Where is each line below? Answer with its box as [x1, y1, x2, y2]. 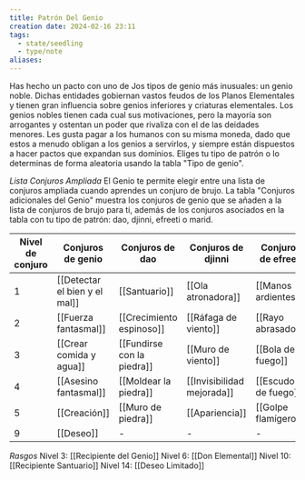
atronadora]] [186, 291, 241, 303]
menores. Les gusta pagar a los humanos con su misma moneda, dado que [9, 129, 290, 139]
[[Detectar [56, 274, 102, 286]
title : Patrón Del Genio [9, 13, 103, 23]
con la [118, 349, 145, 361]
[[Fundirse [118, 337, 163, 350]
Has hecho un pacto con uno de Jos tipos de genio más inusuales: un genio [9, 81, 293, 91]
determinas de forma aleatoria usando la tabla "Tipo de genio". [9, 158, 244, 168]
